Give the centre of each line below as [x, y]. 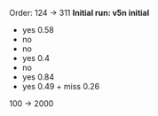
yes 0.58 [38, 30]
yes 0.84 [38, 77]
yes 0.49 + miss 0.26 [61, 86]
